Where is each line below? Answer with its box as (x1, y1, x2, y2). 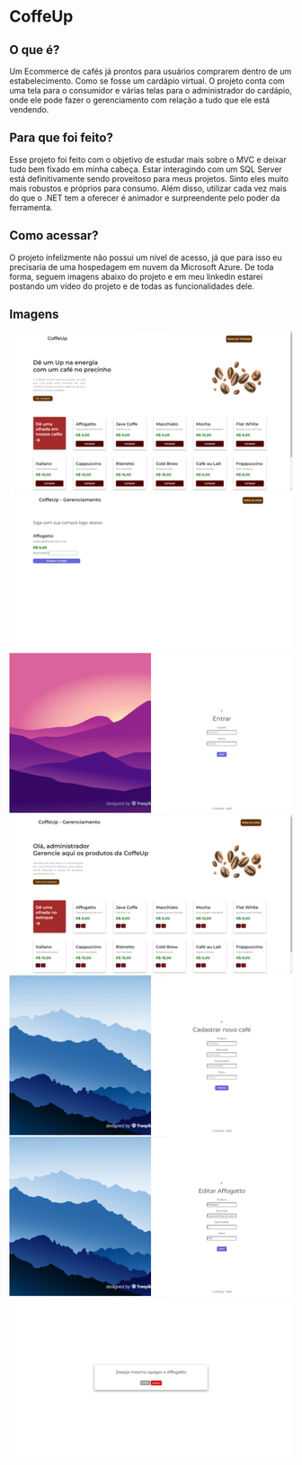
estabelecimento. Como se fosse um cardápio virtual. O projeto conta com (9, 76, 285, 86)
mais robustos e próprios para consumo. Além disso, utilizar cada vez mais (9, 183, 288, 193)
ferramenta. (9, 202, 53, 212)
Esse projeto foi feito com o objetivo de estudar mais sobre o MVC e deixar (9, 154, 287, 165)
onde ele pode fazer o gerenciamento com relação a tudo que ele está (9, 94, 271, 105)
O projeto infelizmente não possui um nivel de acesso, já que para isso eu (9, 252, 282, 263)
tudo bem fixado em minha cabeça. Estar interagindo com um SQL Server (9, 164, 283, 175)
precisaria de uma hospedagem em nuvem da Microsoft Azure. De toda (9, 261, 274, 272)
